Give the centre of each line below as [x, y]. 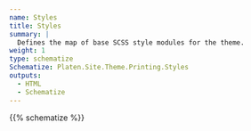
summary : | [29, 34]
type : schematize [41, 59]
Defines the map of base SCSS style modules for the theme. [131, 42]
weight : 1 [28, 51]
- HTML [29, 84]
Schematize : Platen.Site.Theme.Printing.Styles [99, 68]
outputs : [25, 76]
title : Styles [36, 26]
